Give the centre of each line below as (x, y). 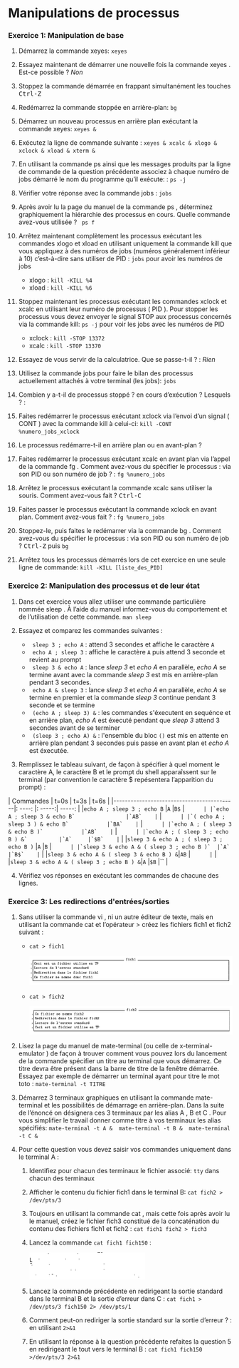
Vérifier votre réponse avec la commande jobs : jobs (95, 193)
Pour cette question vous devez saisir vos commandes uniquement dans (125, 1149)
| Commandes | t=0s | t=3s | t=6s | (59, 801)
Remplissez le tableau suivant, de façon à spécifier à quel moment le (119, 764)
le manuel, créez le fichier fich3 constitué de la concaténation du (124, 1221)
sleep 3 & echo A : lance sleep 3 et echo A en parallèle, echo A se (129, 667)
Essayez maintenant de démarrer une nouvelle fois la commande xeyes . (124, 65)
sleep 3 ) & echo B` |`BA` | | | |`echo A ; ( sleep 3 (120, 824)
